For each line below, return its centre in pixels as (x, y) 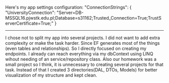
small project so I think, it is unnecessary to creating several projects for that (84, 64)
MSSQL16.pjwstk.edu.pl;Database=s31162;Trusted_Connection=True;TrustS (83, 18)
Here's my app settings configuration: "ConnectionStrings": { (68, 7)
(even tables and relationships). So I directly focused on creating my (76, 48)
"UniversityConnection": (30, 13)
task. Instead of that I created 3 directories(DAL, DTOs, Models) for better (81, 70)
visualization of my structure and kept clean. (51, 75)
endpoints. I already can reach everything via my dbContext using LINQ (79, 54)
